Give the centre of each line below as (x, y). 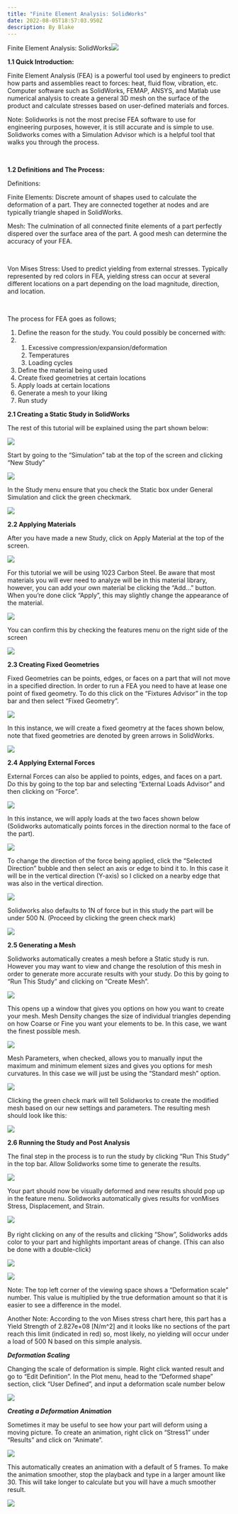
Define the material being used (63, 371)
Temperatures (49, 355)
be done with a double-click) (49, 1250)
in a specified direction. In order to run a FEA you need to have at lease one (117, 686)
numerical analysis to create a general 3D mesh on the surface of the (108, 98)
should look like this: (37, 1116)
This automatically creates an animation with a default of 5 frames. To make (118, 1467)
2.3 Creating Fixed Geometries (53, 665)
